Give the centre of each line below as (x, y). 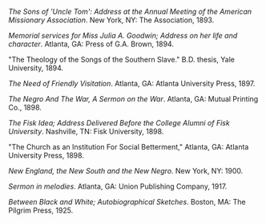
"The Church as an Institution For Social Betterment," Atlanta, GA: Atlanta (129, 147)
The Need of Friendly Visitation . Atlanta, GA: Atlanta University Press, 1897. (132, 84)
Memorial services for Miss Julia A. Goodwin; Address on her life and (123, 36)
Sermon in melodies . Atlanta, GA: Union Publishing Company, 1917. (118, 186)
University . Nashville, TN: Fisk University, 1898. (86, 131)
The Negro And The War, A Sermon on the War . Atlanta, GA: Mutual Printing (133, 99)
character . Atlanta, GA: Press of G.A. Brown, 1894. (91, 44)
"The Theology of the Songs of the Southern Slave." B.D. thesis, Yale (121, 60)
